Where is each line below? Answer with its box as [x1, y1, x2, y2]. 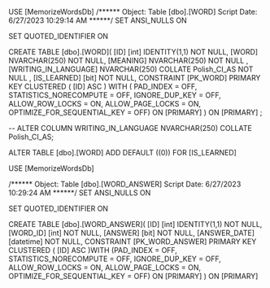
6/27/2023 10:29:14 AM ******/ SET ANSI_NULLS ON [8, 15, 187, 25]
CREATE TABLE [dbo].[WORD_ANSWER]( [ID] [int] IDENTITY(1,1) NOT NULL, [8, 220, 263, 229]
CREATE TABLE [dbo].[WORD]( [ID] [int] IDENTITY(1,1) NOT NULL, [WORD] [8, 47, 259, 56]
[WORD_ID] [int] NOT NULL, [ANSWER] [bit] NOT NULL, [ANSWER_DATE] [8, 228, 255, 238]
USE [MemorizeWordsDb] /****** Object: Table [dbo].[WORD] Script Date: [8, 7, 258, 16]
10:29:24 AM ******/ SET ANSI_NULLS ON [8, 188, 151, 198]
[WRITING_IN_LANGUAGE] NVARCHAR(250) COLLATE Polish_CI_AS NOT [8, 64, 254, 74]
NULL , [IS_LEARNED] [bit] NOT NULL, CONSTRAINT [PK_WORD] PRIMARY [8, 73, 261, 82]
